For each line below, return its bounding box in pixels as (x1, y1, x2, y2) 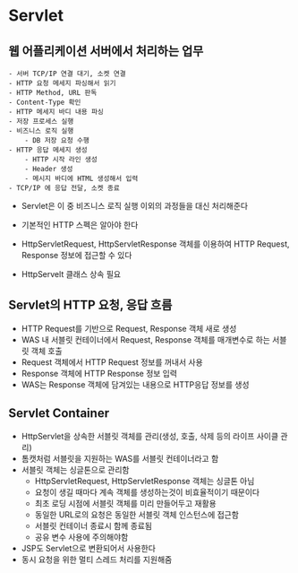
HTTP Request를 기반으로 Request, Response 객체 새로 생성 (21, 323, 237, 334)
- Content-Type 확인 (8, 98, 81, 107)
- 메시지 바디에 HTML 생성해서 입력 (24, 174, 139, 183)
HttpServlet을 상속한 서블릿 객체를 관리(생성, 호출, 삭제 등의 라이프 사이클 (21, 430, 279, 441)
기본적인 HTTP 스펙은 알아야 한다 (21, 220, 139, 230)
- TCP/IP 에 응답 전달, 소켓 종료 (8, 184, 120, 193)
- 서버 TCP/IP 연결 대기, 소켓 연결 (8, 69, 126, 78)
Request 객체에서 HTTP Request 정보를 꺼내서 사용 (21, 356, 203, 368)
